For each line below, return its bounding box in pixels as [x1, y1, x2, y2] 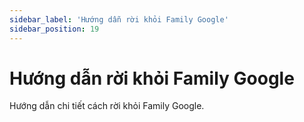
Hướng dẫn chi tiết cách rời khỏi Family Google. [9, 100, 205, 112]
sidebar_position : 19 [9, 24, 100, 34]
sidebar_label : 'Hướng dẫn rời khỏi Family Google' [9, 14, 229, 25]
